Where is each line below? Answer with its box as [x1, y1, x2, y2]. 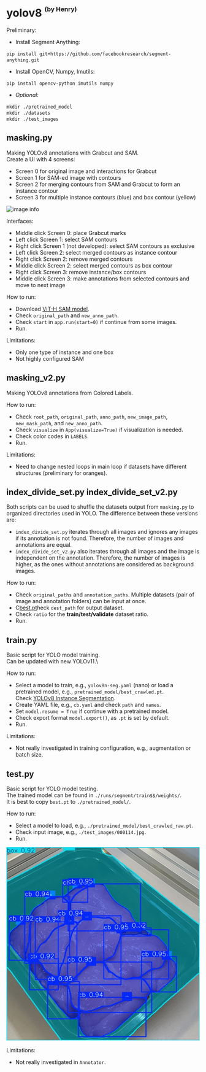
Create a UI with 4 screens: [6, 155, 75, 163]
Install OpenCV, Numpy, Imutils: [15, 68, 95, 75]
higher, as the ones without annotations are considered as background [15, 561, 194, 568]
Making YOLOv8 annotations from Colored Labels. [6, 389, 134, 396]
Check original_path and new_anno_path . [15, 312, 119, 319]
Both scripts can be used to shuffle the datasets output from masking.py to [6, 503, 194, 511]
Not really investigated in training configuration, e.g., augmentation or [15, 744, 191, 752]
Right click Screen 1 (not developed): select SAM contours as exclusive [15, 242, 195, 250]
